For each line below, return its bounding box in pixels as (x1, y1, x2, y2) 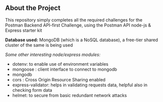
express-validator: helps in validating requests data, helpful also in (12, 82, 148, 88)
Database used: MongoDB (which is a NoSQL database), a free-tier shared (5, 37, 158, 43)
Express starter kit (5, 27, 42, 33)
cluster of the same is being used (5, 42, 73, 48)
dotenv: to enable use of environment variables (12, 61, 109, 67)
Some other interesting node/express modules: (5, 51, 101, 57)
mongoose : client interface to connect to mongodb (12, 66, 118, 72)
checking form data (12, 87, 52, 93)
